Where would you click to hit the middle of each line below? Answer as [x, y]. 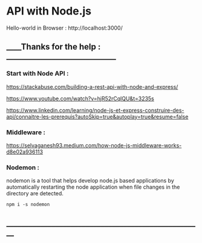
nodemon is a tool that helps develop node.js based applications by [90, 181]
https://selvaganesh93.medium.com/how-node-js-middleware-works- [94, 145]
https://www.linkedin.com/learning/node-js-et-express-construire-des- [95, 110]
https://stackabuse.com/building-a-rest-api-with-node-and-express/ [92, 86]
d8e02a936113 [25, 152]
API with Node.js [49, 11]
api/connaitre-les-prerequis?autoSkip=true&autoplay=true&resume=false [97, 117]
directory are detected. [35, 193]
